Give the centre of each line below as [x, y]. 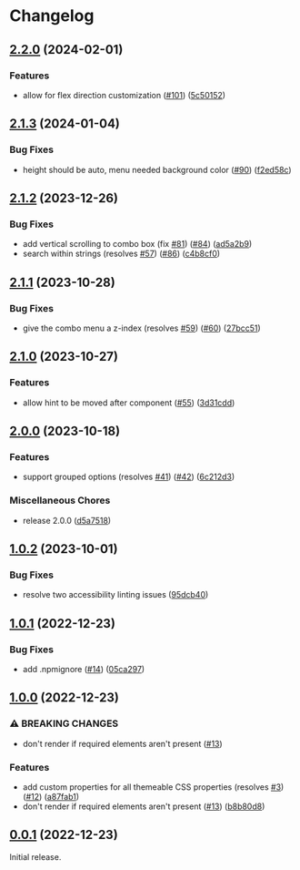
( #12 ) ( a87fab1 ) [51, 796]
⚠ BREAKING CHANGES [64, 723]
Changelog [52, 16]
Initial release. [35, 856]
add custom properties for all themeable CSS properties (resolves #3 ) [153, 787]
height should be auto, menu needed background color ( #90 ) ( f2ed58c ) [157, 169]
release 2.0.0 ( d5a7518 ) [67, 520]
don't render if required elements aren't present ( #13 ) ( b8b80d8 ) [144, 806]
